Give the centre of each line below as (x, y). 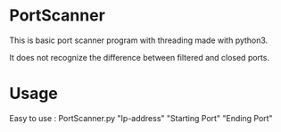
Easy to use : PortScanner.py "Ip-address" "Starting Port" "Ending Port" (141, 118)
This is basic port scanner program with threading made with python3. (139, 40)
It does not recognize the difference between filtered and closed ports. (140, 57)
